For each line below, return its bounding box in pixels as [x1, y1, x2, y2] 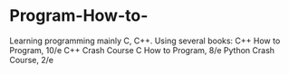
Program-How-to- [9, 5, 149, 26]
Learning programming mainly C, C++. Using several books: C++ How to [9, 35, 281, 46]
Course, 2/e [9, 54, 54, 65]
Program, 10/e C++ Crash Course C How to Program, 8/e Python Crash [9, 44, 275, 55]
